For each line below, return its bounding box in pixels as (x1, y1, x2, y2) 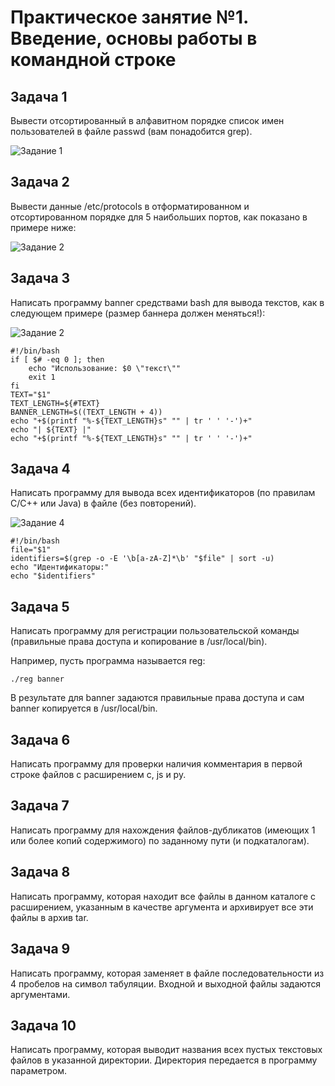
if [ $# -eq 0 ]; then (10, 354, 105, 365)
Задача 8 (10, 864, 71, 881)
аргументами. (10, 988, 71, 1000)
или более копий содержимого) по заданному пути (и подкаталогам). (10, 834, 310, 846)
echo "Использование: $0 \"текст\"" (28, 363, 182, 373)
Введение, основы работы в (10, 27, 258, 50)
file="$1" (10, 545, 52, 555)
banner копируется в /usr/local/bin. (10, 702, 158, 715)
